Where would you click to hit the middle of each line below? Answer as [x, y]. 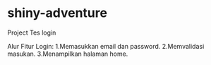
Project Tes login [32, 32]
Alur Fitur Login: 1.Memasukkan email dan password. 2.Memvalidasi [106, 46]
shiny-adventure [58, 13]
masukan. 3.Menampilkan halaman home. [68, 54]
